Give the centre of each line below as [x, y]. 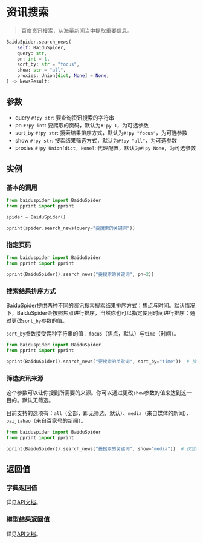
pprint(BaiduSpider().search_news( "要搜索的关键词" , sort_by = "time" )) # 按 [101, 362]
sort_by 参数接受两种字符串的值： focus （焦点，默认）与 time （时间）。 [93, 334]
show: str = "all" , [42, 70]
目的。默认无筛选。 [30, 400]
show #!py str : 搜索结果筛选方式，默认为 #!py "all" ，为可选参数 [96, 140]
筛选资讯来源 [25, 378]
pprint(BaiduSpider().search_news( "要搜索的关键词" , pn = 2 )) [80, 274]
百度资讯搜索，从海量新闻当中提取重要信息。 [77, 30]
